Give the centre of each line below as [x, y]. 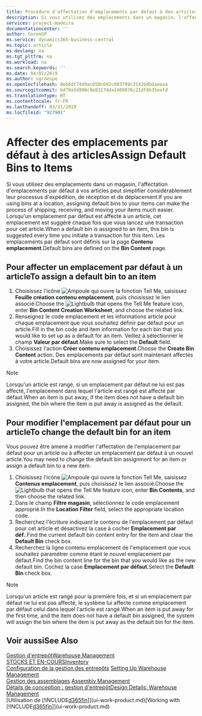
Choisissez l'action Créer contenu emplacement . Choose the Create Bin [104, 349]
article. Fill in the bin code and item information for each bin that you [99, 329]
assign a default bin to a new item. [49, 465]
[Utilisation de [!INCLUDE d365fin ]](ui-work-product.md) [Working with [93, 700]
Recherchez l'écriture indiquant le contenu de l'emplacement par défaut [104, 522]
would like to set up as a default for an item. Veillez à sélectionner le [99, 336]
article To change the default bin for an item [89, 432]
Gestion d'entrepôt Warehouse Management [61, 655]
